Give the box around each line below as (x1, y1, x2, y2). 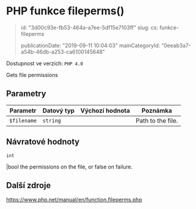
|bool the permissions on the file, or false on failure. (6, 163, 133, 170)
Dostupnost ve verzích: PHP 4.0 (6, 60, 83, 67)
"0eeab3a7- (161, 42, 191, 49)
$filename (9, 117, 37, 124)
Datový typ (42, 106, 75, 115)
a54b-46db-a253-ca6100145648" (20, 48, 105, 55)
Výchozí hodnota (80, 106, 130, 115)
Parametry (6, 88, 46, 99)
